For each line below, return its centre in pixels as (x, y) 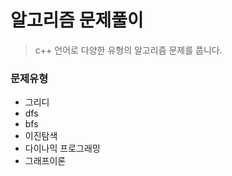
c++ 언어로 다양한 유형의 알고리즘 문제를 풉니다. (128, 50)
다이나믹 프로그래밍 (62, 148)
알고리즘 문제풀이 (77, 20)
